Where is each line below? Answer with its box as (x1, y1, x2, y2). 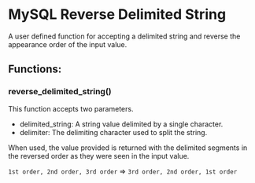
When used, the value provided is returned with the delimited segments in (8, 143, 248, 152)
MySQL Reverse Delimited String (8, 5, 227, 24)
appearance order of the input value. (8, 39, 128, 49)
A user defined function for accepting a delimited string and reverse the (8, 31, 241, 41)
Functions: (8, 63, 62, 76)
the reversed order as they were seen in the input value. (8, 151, 190, 160)
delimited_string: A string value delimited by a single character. (19, 119, 224, 129)
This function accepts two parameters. (8, 104, 134, 113)
